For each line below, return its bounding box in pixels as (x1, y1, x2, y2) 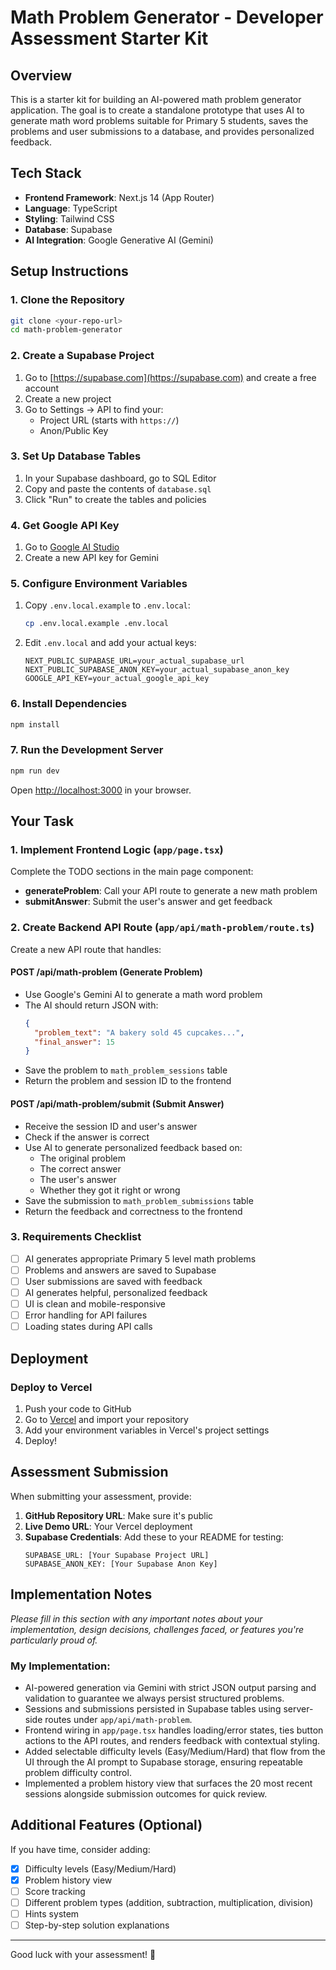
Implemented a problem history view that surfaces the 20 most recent (24, 1777, 313, 1789)
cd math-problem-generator (10, 325, 123, 335)
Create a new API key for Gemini (24, 552, 159, 564)
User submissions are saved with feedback (24, 1275, 203, 1287)
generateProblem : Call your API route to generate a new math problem (24, 885, 318, 897)
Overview (10, 67, 73, 84)
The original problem (39, 1152, 127, 1164)
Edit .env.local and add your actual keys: (24, 637, 197, 649)
